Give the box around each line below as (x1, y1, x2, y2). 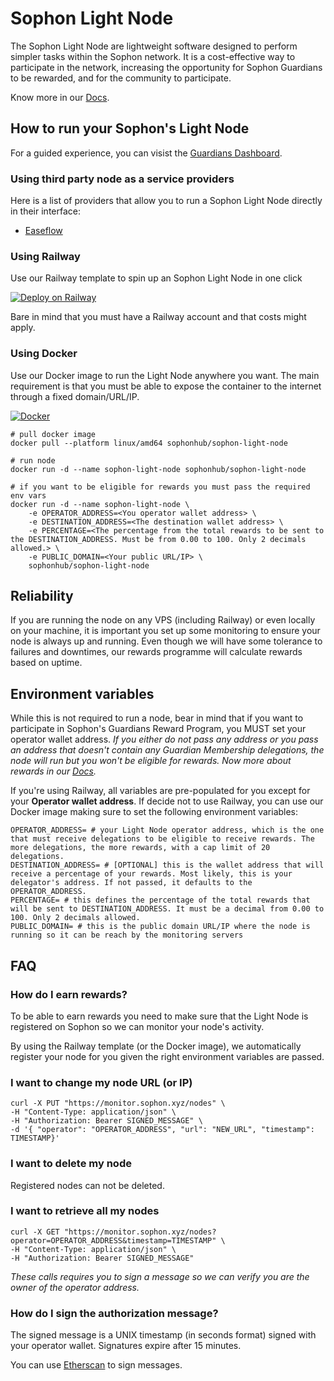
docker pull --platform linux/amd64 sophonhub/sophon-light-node (10, 438, 288, 448)
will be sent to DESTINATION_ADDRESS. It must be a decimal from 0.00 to (10, 904, 325, 914)
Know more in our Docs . (10, 91, 110, 103)
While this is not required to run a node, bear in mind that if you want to (10, 712, 304, 724)
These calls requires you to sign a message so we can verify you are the (10, 1270, 310, 1282)
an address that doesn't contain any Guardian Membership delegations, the (10, 744, 325, 756)
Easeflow (24, 225, 63, 237)
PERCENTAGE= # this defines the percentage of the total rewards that (10, 895, 311, 906)
